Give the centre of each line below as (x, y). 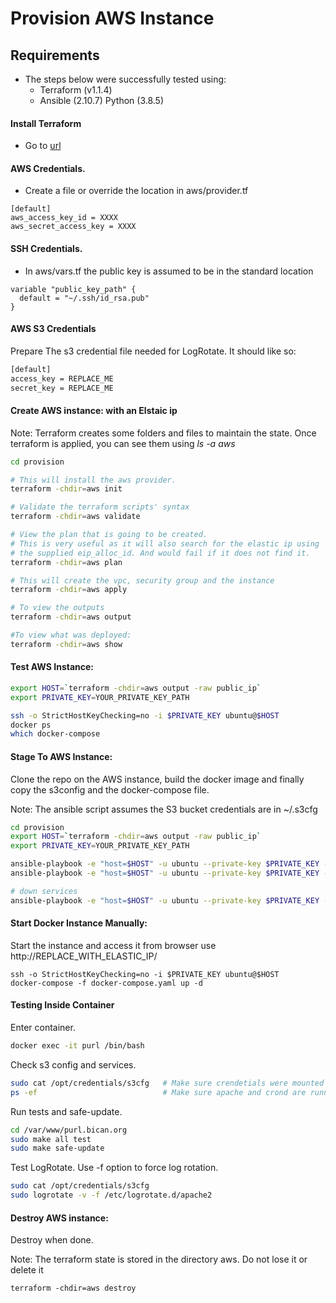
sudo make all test (51, 1139)
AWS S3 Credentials (53, 329)
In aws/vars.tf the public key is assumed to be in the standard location (169, 271)
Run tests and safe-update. (66, 1111)
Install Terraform (46, 123)
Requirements (55, 55)
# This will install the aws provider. (93, 480)
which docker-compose (55, 734)
